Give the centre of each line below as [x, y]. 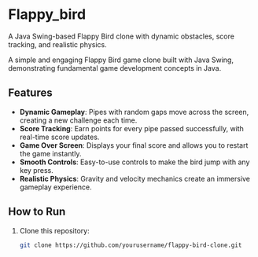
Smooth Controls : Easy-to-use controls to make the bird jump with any [135, 162]
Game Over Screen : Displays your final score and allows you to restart [134, 145]
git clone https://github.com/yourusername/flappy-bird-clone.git [131, 245]
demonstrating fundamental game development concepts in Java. [115, 68]
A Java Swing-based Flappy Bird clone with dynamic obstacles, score [121, 36]
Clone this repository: [54, 230]
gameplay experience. [55, 187]
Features [30, 93]
